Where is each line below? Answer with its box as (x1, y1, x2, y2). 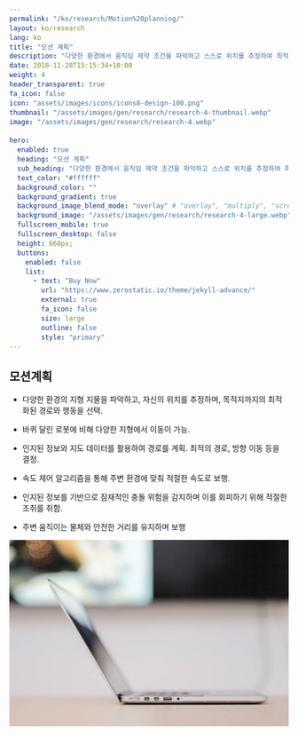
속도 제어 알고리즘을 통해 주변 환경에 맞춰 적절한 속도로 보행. (21, 473, 231, 484)
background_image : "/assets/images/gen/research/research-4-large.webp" (17, 211, 292, 220)
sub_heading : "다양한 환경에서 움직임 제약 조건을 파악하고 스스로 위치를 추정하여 (17, 164, 281, 173)
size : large (41, 313, 86, 323)
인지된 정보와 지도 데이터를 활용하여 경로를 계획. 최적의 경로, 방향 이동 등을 (21, 443, 280, 454)
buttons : (17, 249, 50, 257)
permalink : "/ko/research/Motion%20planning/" (9, 14, 184, 23)
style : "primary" (41, 333, 105, 342)
